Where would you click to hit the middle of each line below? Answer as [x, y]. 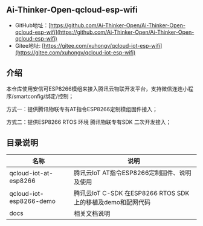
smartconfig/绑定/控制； [44, 96]
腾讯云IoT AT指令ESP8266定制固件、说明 [132, 173]
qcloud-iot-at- [31, 173]
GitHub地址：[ [33, 25]
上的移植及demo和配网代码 [112, 202]
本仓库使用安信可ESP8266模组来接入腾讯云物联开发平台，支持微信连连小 [97, 89]
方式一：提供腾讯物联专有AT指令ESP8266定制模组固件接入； [82, 109]
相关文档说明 [92, 214]
